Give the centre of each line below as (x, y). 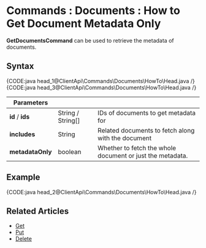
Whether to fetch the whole (137, 148)
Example (23, 177)
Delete (24, 239)
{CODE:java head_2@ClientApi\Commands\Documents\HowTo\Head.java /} (101, 192)
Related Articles (38, 211)
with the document (125, 138)
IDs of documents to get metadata (147, 112)
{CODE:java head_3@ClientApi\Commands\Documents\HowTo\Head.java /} (101, 87)
